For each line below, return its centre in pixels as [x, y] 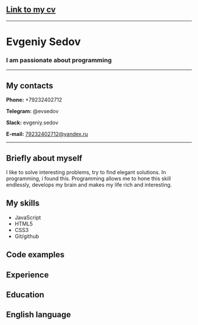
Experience [27, 275]
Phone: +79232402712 [34, 100]
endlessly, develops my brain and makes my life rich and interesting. [89, 184]
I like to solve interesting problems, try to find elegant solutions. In [86, 172]
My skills [23, 203]
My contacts [30, 86]
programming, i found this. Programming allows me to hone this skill [89, 178]
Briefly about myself [44, 158]
